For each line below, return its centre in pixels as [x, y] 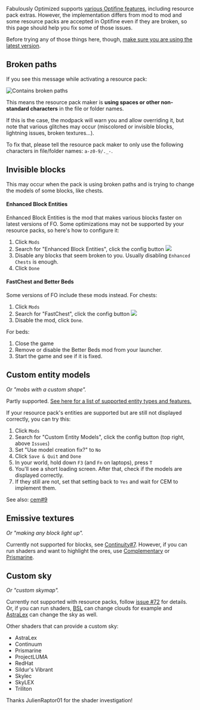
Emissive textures [40, 519]
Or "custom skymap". [33, 590]
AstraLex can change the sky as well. [52, 615]
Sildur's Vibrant [34, 670]
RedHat [24, 663]
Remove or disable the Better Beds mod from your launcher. [88, 350]
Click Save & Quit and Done [48, 456]
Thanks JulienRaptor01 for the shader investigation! [70, 700]
